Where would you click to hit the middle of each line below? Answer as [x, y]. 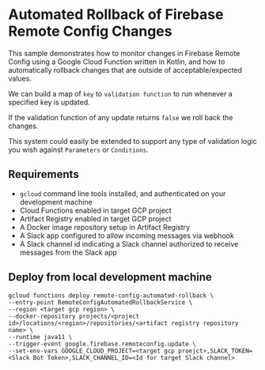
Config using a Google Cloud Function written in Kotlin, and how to [117, 62]
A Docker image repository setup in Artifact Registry [105, 227]
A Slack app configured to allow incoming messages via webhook [127, 236]
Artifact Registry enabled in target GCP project [95, 218]
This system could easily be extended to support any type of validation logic [132, 141]
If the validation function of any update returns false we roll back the [121, 117]
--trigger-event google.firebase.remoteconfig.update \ [102, 344]
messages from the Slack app [68, 252]
